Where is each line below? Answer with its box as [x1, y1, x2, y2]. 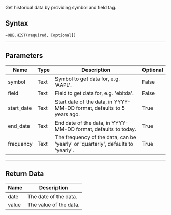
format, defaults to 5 [76, 104, 125, 111]
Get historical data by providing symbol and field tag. [5, 5, 117, 10]
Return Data [5, 170, 44, 178]
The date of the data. [27, 193, 78, 200]
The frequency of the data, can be [54, 134, 136, 141]
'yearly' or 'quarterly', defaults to [54, 140, 133, 147]
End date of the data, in [54, 119, 110, 126]
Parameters [5, 51, 43, 60]
